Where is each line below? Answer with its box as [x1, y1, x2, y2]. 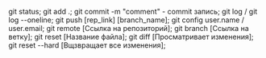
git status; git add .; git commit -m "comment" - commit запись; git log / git [8, 7, 258, 16]
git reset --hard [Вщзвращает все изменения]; [8, 41, 166, 50]
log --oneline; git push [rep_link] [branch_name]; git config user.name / [8, 15, 244, 25]
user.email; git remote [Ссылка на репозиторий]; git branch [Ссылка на [8, 24, 249, 33]
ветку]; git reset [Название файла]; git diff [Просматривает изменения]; [8, 32, 254, 41]
